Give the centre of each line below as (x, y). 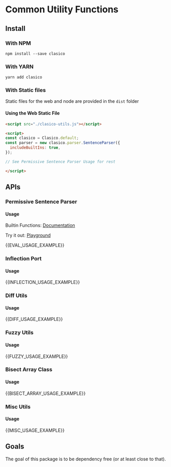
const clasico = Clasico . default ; (42, 138)
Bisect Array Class (29, 370)
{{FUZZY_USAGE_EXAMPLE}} (37, 356)
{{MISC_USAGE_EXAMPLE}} (35, 430)
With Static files (26, 90)
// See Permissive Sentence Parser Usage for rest (60, 161)
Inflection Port (24, 259)
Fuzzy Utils (19, 333)
